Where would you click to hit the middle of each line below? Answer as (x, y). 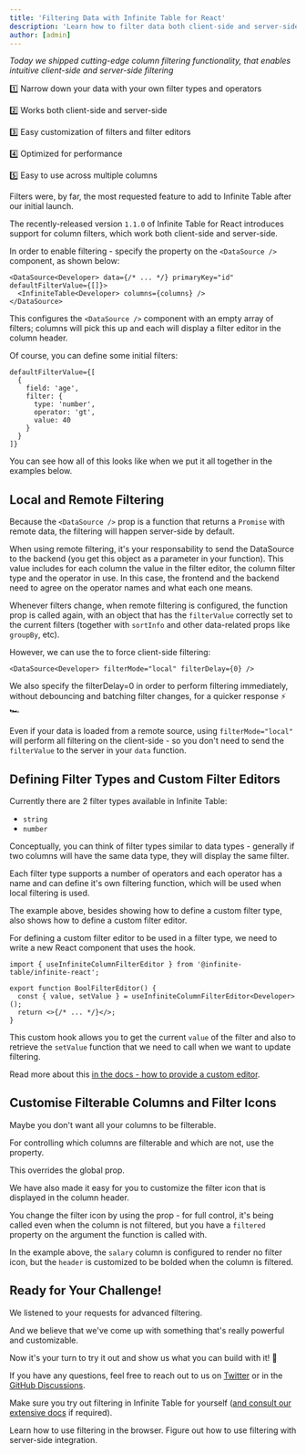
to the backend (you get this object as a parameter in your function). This (147, 559)
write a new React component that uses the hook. (102, 947)
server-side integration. (54, 1439)
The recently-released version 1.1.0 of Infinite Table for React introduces (147, 224)
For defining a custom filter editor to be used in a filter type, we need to (143, 938)
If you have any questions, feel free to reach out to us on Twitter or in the (146, 1376)
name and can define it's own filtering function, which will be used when (146, 883)
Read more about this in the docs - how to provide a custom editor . (135, 1074)
